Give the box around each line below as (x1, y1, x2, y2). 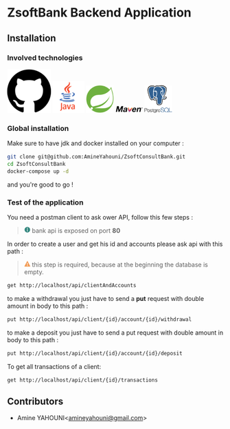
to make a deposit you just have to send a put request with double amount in (7, 328, 224, 337)
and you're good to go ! (7, 180, 73, 189)
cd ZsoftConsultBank (7, 160, 67, 168)
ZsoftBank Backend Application (7, 5, 192, 21)
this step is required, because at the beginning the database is (32, 260, 208, 269)
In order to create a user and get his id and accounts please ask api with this (7, 240, 223, 249)
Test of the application (7, 198, 84, 207)
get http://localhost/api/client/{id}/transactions (7, 377, 158, 384)
